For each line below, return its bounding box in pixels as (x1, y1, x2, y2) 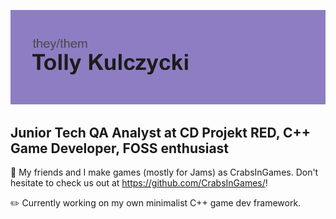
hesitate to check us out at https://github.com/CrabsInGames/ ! (10, 177, 268, 189)
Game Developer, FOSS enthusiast (10, 140, 230, 157)
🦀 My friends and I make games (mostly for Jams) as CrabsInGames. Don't (10, 166, 319, 178)
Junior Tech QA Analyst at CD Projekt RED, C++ (10, 124, 312, 141)
